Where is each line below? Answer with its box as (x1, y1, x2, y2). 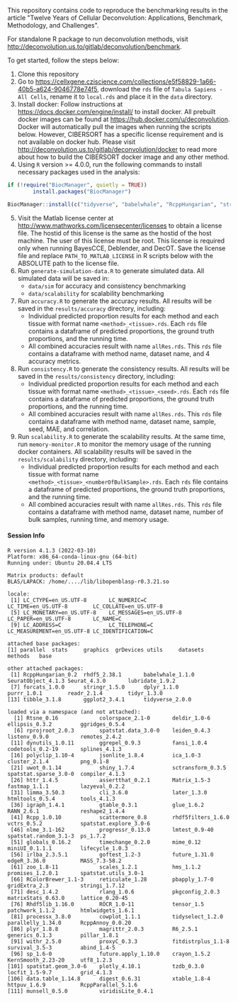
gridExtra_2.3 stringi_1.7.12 (7, 882, 125, 889)
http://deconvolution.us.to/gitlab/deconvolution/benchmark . (7, 43, 182, 50)
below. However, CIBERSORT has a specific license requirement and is (17, 130, 224, 138)
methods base (7, 652, 52, 659)
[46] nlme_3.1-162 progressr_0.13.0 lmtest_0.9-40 (10, 826, 214, 833)
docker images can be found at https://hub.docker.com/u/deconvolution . (17, 115, 230, 123)
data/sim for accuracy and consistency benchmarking (28, 282, 186, 290)
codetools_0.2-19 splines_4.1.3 (7, 745, 122, 752)
